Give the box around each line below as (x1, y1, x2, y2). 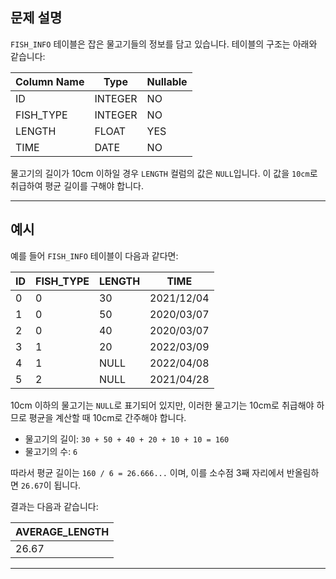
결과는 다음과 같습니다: (10, 500, 99, 512)
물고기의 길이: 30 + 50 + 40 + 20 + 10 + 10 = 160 (24, 433, 230, 445)
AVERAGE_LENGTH (15, 524, 110, 538)
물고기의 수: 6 (24, 445, 78, 457)
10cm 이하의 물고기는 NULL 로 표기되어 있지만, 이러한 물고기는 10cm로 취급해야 (10, 399, 315, 411)
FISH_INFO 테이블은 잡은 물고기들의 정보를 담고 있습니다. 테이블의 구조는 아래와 (10, 38, 318, 50)
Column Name (15, 74, 85, 88)
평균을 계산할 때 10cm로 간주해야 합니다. (28, 411, 187, 423)
